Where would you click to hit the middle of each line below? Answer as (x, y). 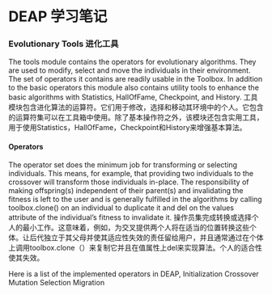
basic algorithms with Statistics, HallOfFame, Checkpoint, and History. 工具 (133, 97)
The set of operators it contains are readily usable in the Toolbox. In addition (136, 79)
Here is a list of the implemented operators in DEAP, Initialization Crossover (134, 274)
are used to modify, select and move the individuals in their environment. (130, 70)
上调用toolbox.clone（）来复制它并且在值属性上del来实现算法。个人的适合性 (136, 247)
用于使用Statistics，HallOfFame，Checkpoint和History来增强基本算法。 (127, 128)
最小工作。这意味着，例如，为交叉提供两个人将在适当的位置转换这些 (136, 227)
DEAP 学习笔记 (58, 17)
